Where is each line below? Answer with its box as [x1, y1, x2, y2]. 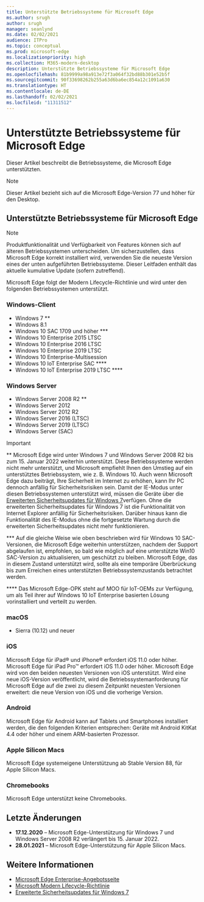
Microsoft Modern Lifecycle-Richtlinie [15, 882, 110, 890]
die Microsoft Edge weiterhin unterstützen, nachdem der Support [34, 541, 198, 548]
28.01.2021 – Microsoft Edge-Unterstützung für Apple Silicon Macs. [15, 842, 186, 849]
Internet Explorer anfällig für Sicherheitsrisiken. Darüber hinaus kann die [6, 510, 188, 517]
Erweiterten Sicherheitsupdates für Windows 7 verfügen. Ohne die [6, 496, 172, 503]
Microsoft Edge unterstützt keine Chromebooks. [6, 795, 127, 802]
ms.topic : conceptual [6, 43, 62, 49]
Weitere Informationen [6, 859, 94, 870]
